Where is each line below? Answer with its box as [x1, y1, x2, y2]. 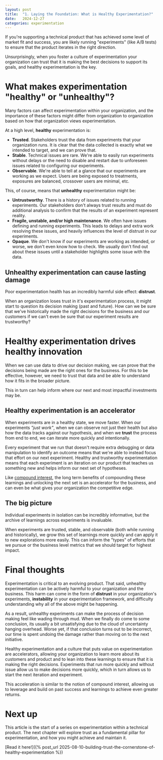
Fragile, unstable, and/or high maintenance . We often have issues [12, 218, 147, 224]
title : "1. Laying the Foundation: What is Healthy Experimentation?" [5, 12, 153, 17]
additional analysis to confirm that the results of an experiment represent [12, 207, 158, 213]
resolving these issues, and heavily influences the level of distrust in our [12, 228, 157, 234]
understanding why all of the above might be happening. [5, 601, 118, 607]
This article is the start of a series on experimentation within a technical [5, 724, 148, 730]
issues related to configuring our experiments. [12, 163, 105, 168]
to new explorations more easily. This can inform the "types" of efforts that [5, 537, 155, 543]
